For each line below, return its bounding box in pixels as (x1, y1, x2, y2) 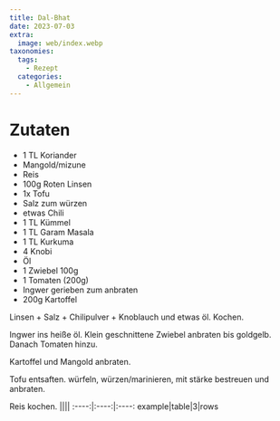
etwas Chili (22, 207, 65, 218)
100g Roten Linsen (22, 178, 92, 189)
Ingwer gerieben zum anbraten (22, 284, 139, 295)
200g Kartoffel (22, 293, 78, 304)
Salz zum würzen (22, 197, 88, 208)
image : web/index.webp (17, 38, 103, 48)
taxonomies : (9, 47, 54, 56)
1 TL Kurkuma (22, 236, 74, 247)
